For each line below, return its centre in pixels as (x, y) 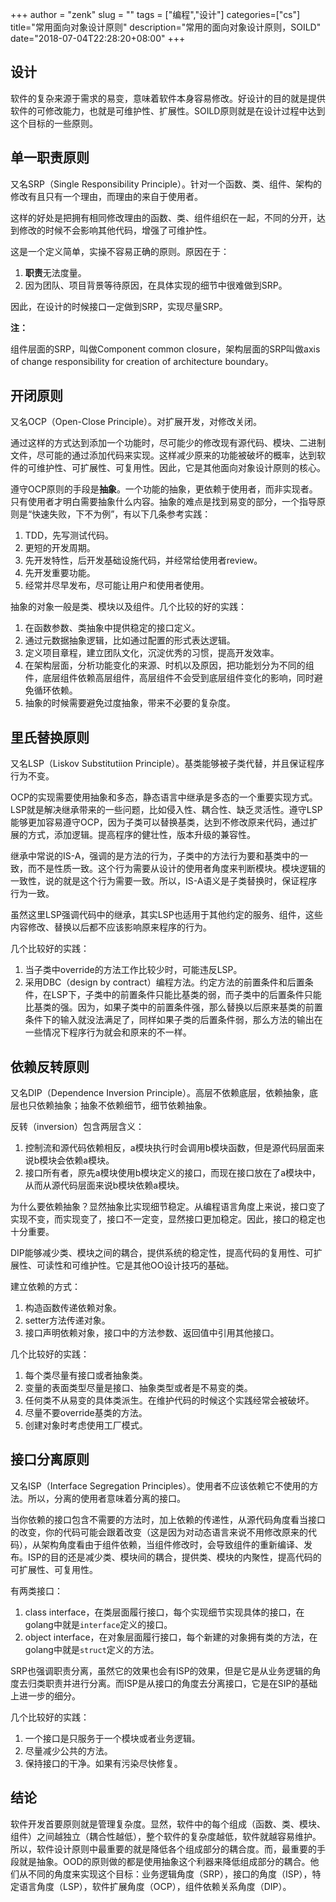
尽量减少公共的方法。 (68, 1750)
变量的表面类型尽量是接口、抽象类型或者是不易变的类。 (138, 1388)
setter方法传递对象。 (67, 1320)
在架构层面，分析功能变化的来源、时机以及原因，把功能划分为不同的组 (169, 665)
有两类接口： (36, 1590)
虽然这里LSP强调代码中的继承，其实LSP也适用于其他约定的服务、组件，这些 (166, 915)
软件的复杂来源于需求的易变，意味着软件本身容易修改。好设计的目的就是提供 (168, 98)
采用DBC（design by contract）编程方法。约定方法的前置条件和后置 (164, 982)
